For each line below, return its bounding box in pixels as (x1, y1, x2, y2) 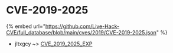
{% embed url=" (6, 23, 46, 30)
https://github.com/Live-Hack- (45, 23, 120, 30)
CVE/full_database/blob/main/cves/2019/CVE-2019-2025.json (6, 29, 156, 36)
